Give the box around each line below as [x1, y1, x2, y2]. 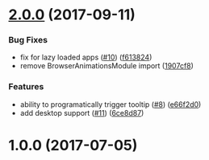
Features [8, 81, 44, 92]
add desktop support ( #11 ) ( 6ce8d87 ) [19, 108, 144, 117]
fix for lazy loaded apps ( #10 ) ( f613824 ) [19, 52, 153, 62]
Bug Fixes [8, 35, 48, 46]
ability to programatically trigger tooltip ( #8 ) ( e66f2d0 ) [19, 99, 202, 109]
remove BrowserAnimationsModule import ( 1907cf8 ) [19, 61, 194, 71]
